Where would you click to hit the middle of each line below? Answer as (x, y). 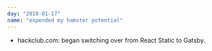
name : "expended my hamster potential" (65, 20)
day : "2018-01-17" (34, 14)
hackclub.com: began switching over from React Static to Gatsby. (111, 40)
